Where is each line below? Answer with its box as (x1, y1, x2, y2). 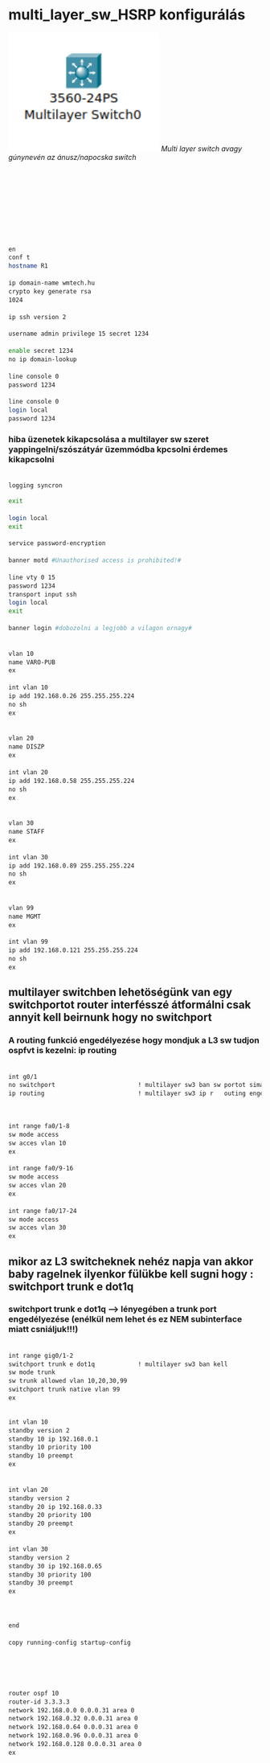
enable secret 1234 (8, 347, 74, 355)
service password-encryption (8, 539, 106, 547)
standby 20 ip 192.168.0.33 (8, 1503, 103, 1511)
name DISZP (8, 743, 45, 751)
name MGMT (8, 912, 42, 920)
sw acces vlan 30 (8, 1224, 67, 1232)
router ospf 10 (8, 1689, 59, 1697)
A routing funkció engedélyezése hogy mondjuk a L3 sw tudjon (8, 1035, 260, 1046)
